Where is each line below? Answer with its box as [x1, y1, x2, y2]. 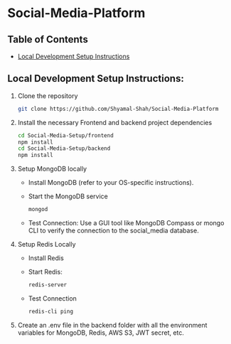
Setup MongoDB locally [17, 165, 87, 173]
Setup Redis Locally [17, 240, 76, 249]
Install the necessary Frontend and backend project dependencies [17, 118, 213, 127]
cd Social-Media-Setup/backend [17, 145, 111, 152]
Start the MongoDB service [28, 192, 109, 200]
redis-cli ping [28, 308, 73, 315]
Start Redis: [28, 268, 63, 276]
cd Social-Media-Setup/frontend [17, 131, 114, 139]
